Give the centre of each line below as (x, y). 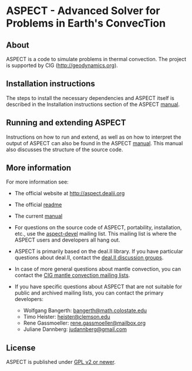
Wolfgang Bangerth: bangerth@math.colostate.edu (85, 310)
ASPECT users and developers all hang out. (67, 240)
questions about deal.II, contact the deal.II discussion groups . (89, 258)
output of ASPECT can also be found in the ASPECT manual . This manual (95, 143)
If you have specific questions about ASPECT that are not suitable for (98, 287)
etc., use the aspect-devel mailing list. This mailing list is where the (95, 234)
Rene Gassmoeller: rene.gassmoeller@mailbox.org (84, 323)
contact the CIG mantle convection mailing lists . (72, 275)
